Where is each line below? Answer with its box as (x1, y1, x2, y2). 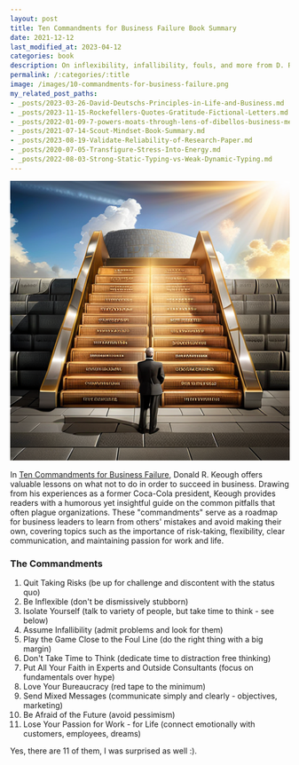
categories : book (10, 51, 75, 61)
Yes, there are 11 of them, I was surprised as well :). (10, 745, 198, 756)
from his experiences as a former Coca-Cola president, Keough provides (10, 488, 276, 499)
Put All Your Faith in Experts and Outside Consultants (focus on (22, 662, 254, 674)
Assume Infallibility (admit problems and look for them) (22, 625, 224, 635)
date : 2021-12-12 (10, 33, 75, 42)
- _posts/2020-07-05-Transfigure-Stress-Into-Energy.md (10, 146, 221, 154)
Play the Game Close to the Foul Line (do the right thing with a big (22, 635, 264, 645)
